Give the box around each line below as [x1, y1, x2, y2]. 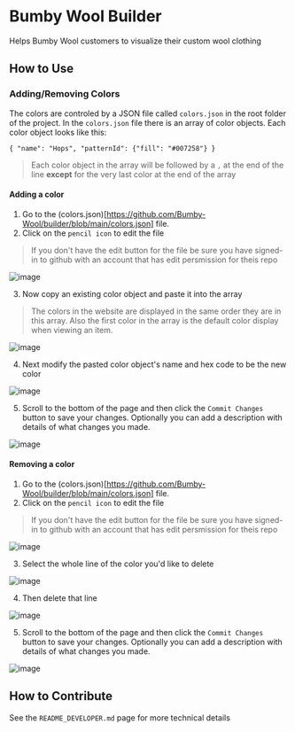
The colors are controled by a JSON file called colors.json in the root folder [9, 108, 286, 119]
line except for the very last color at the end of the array [30, 168, 237, 179]
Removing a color [9, 459, 75, 470]
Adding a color [9, 189, 65, 200]
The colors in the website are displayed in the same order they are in [30, 306, 282, 316]
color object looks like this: [9, 127, 107, 137]
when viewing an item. [30, 324, 113, 335]
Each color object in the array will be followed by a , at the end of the [30, 160, 284, 170]
